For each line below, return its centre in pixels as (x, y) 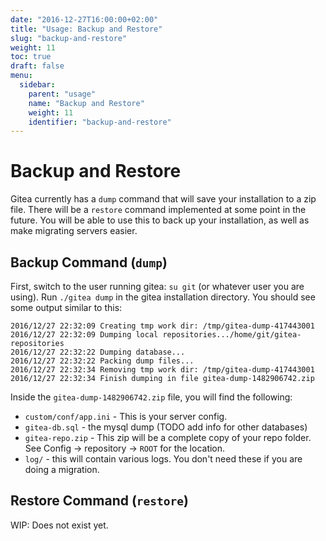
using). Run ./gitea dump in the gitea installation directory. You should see (163, 297)
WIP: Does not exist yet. (59, 525)
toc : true (31, 57)
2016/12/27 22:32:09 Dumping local (84, 335)
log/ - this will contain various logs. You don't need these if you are (163, 459)
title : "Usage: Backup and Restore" (86, 29)
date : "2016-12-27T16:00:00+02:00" (84, 19)
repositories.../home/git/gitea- (232, 335)
